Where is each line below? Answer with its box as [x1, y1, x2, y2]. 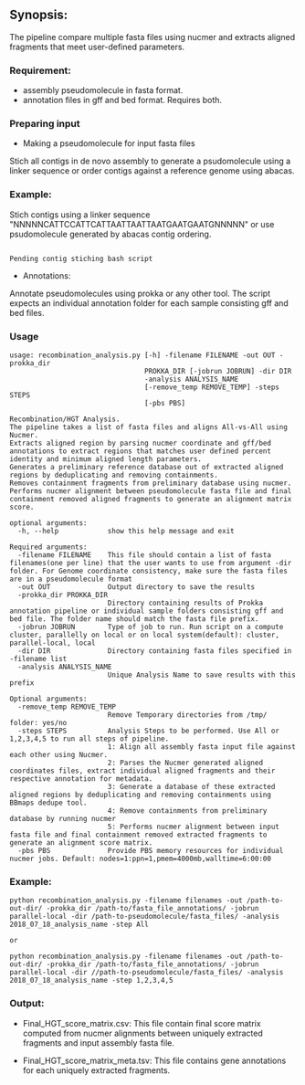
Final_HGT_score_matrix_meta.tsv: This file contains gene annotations [22, 1055, 287, 1066]
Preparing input [9, 118, 80, 131]
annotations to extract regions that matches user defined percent [9, 447, 272, 456]
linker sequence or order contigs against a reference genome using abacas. [9, 165, 295, 176]
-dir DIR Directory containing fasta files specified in [17, 647, 292, 656]
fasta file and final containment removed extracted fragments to [9, 830, 268, 839]
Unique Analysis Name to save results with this [107, 670, 297, 679]
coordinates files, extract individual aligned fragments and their [9, 766, 276, 775]
